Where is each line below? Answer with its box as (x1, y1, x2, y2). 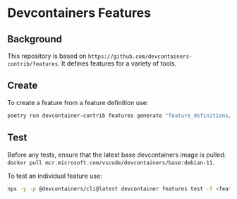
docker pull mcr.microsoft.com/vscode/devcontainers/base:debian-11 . (7, 157, 215, 167)
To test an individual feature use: (7, 171, 102, 180)
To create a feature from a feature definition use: (7, 98, 149, 107)
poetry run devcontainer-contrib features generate (7, 111, 162, 119)
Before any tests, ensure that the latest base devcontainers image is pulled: (7, 150, 226, 159)
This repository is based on (7, 52, 87, 60)
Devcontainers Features (7, 5, 152, 21)
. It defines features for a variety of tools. (57, 59, 177, 68)
